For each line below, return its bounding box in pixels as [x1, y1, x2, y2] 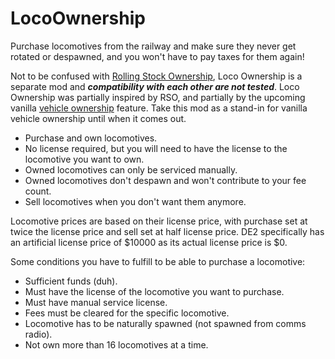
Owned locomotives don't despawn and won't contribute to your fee [24, 174, 307, 186]
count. [24, 185, 52, 197]
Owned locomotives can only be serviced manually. [24, 163, 238, 176]
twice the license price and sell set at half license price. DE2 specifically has [10, 225, 325, 237]
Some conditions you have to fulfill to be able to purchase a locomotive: [10, 255, 306, 267]
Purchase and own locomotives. [24, 132, 158, 144]
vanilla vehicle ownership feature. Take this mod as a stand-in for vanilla [10, 102, 308, 114]
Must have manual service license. [24, 296, 168, 308]
